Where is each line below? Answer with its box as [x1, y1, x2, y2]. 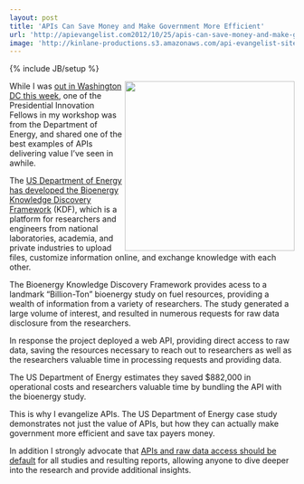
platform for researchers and [9, 214, 117, 224]
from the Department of [9, 119, 98, 130]
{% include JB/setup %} [9, 63, 100, 74]
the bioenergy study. [9, 391, 87, 403]
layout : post [9, 13, 59, 23]
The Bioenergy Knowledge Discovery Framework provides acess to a [9, 280, 267, 290]
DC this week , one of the [9, 90, 102, 101]
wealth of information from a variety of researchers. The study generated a [9, 299, 290, 309]
